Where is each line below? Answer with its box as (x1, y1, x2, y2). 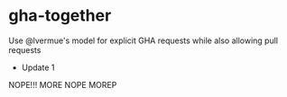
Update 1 (21, 62, 55, 73)
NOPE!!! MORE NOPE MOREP (8, 79, 117, 90)
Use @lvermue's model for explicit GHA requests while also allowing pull (8, 35, 279, 46)
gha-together (8, 5, 112, 26)
